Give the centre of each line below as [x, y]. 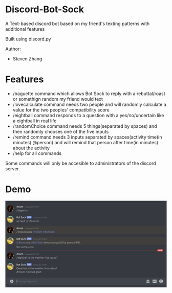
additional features [25, 29]
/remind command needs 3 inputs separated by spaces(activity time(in [87, 137]
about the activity [31, 148]
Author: [13, 49]
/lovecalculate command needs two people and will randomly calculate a [89, 104]
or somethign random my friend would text [58, 99]
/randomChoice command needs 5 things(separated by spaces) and [85, 126]
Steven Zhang [27, 59]
